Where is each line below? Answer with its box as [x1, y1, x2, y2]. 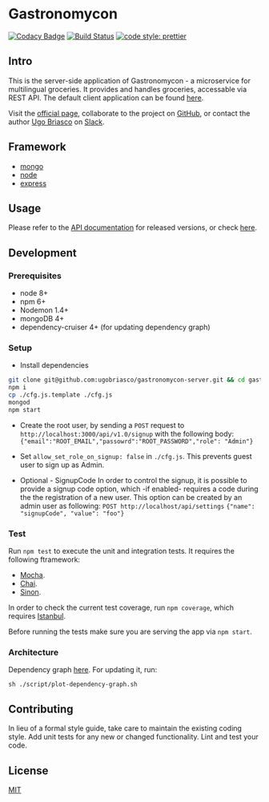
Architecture [8, 647, 59, 658]
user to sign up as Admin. [19, 460, 105, 470]
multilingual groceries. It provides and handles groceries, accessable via [8, 84, 247, 94]
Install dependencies [19, 361, 90, 370]
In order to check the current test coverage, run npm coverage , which [8, 603, 235, 613]
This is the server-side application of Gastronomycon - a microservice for [8, 75, 251, 85]
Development [8, 246, 78, 260]
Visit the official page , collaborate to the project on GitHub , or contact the [8, 108, 251, 118]
